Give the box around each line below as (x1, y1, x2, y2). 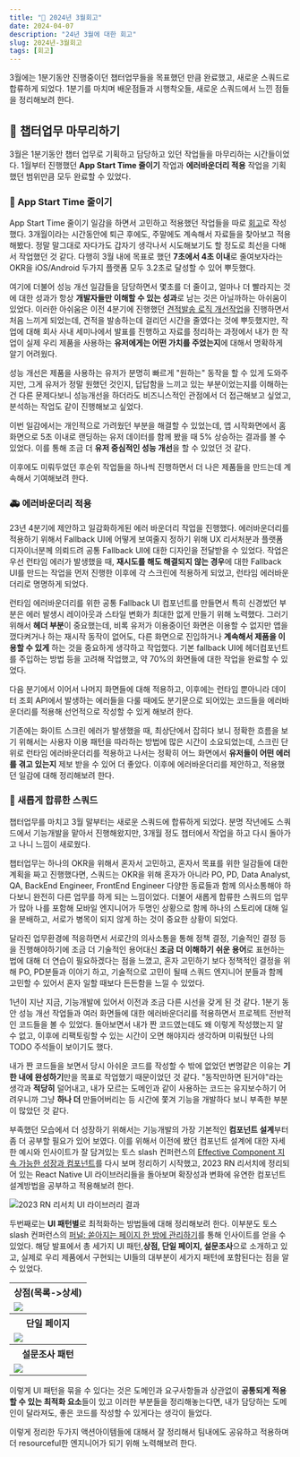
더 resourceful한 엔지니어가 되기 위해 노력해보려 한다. (9, 1437, 197, 1448)
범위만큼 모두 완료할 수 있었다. (25, 171, 132, 182)
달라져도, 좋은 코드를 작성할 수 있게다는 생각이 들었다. (25, 1407, 212, 1418)
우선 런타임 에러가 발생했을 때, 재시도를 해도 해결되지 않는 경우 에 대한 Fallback (9, 556, 282, 567)
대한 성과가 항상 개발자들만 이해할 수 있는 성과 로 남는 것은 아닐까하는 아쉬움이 (18, 293, 287, 304)
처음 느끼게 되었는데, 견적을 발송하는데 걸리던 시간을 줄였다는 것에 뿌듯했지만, (9, 315, 279, 326)
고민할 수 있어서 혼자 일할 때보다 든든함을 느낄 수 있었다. (9, 977, 205, 988)
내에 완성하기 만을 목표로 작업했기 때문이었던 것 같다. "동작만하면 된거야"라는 (18, 1071, 284, 1082)
